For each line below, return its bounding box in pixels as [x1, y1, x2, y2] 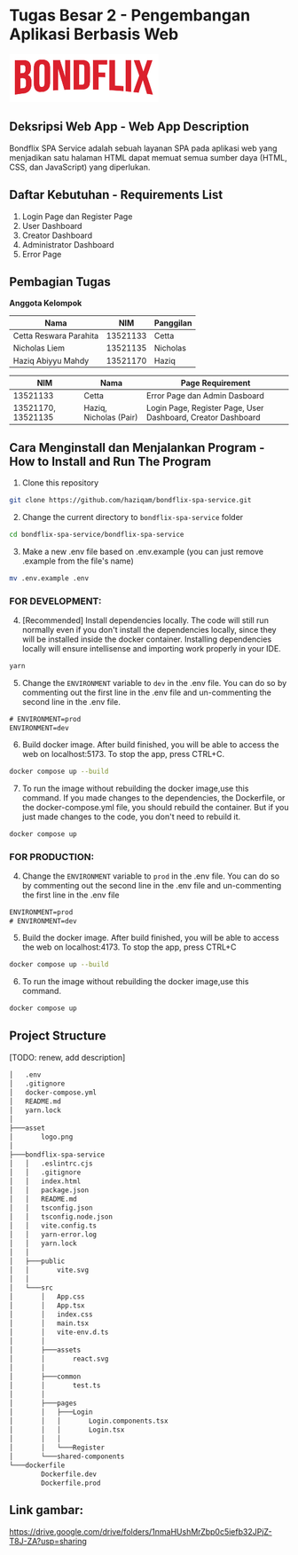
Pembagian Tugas [9, 274, 111, 289]
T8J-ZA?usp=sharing [9, 1535, 87, 1546]
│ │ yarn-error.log [9, 1230, 98, 1239]
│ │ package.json [9, 1186, 90, 1195]
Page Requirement [180, 377, 251, 388]
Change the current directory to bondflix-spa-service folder [21, 512, 244, 523]
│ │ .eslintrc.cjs [9, 1159, 93, 1168]
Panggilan [153, 317, 192, 328]
